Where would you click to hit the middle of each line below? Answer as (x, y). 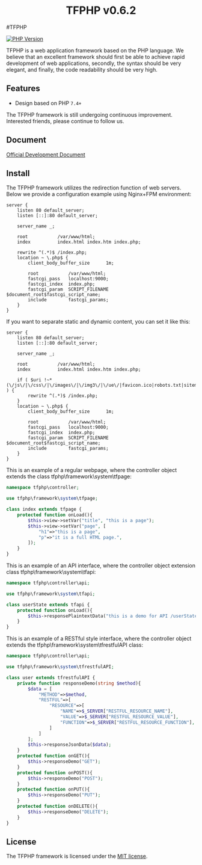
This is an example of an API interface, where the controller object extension (101, 565)
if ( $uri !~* (35, 380)
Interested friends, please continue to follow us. (65, 121)
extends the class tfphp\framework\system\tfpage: (69, 476)
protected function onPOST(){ (55, 773)
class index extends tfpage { (44, 509)
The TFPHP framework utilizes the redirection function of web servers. (94, 188)
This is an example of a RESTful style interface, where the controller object (99, 639)
